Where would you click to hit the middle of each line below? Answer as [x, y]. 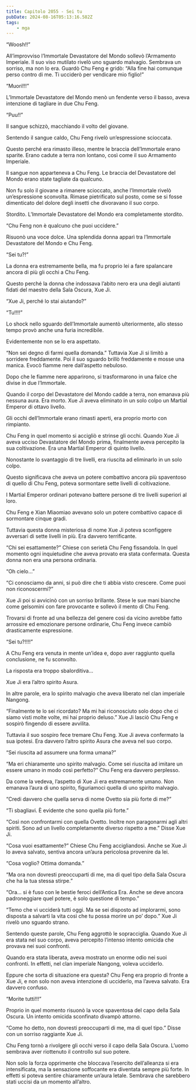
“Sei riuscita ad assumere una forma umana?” [61, 753]
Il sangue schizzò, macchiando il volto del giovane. [67, 126]
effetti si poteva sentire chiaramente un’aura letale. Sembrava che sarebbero [98, 1076]
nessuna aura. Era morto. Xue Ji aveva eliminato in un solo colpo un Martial [97, 401]
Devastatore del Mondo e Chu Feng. [50, 243]
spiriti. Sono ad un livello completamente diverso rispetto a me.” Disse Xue [96, 828]
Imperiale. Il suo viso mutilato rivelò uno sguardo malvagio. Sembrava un [94, 62]
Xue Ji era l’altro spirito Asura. [42, 682]
